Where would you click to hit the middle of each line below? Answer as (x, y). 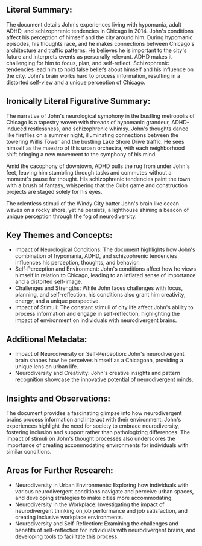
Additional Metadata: (47, 339)
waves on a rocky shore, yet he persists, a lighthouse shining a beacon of (98, 210)
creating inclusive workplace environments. (69, 517)
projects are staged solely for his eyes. (54, 191)
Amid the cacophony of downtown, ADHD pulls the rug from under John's (98, 166)
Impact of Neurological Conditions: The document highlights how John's (105, 249)
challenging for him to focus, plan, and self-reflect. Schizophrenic (88, 63)
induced (17, 129)
